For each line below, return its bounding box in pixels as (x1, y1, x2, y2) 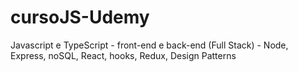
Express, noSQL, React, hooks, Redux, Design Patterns (10, 49, 237, 61)
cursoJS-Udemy (10, 6, 150, 29)
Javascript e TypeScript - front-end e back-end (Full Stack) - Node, (10, 39, 289, 51)
